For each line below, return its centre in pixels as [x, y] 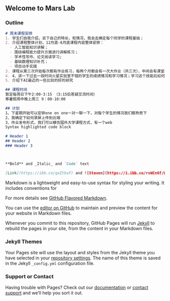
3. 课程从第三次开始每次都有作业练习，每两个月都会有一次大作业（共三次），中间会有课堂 [85, 71]
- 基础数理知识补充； [29, 61]
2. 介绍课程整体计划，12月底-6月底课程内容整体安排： [55, 43]
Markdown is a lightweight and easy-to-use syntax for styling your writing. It [85, 183]
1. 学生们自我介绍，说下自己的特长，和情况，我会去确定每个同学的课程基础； [75, 38]
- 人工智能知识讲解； [29, 48]
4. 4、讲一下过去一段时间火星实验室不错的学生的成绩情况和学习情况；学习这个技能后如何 [85, 76]
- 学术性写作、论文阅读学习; [36, 57]
